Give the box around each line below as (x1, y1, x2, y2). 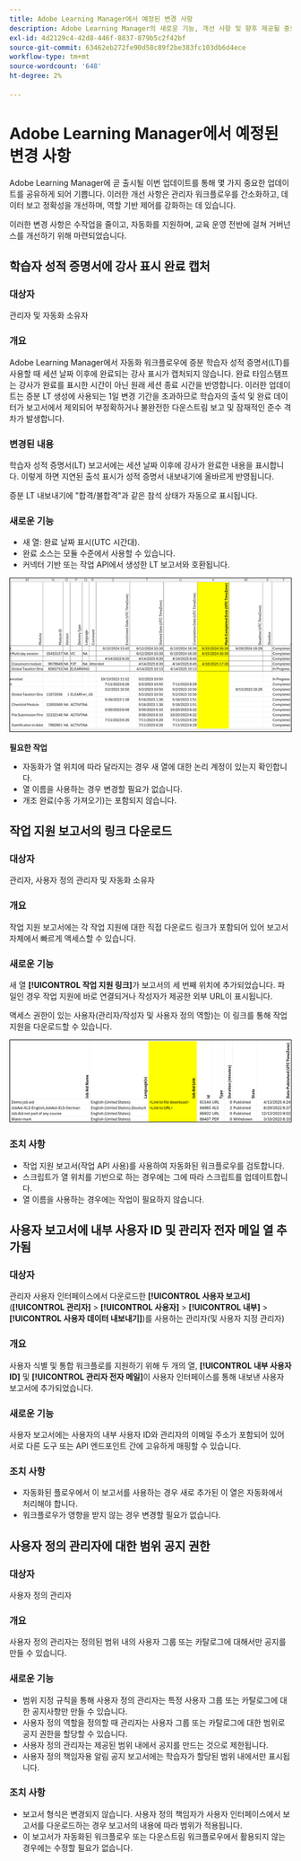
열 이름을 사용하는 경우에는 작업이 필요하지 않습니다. (21, 1194, 204, 1204)
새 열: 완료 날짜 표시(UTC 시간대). (21, 537, 141, 548)
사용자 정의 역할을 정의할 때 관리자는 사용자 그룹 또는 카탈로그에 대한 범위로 (21, 1716, 286, 1728)
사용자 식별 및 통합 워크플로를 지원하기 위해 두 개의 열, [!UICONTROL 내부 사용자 (9, 1360, 292, 1371)
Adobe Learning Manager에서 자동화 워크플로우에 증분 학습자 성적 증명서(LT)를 (9, 357, 290, 367)
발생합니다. (25, 413, 65, 424)
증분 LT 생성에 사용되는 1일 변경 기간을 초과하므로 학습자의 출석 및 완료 (25, 391, 271, 401)
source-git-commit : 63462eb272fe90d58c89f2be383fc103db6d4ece (9, 43, 246, 52)
